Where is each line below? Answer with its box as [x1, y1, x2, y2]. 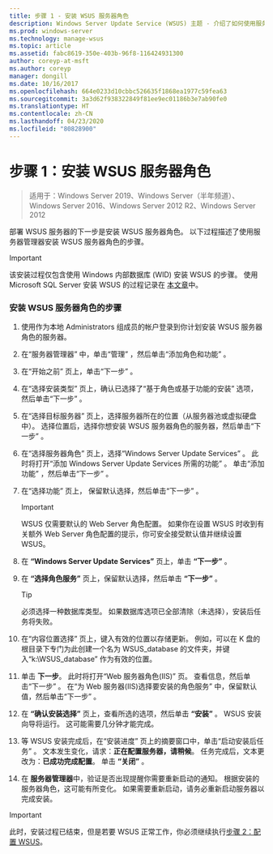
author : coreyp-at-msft [9, 58, 90, 66]
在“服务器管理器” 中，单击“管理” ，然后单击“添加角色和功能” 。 [20, 349, 231, 359]
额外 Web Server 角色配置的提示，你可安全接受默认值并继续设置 [28, 528, 242, 539]
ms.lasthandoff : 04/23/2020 [9, 117, 105, 126]
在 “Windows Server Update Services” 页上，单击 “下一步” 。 [20, 556, 232, 566]
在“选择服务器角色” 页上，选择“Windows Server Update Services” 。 [20, 448, 250, 458]
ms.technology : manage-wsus [9, 34, 105, 43]
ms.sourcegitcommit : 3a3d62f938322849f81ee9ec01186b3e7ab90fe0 [9, 95, 228, 103]
